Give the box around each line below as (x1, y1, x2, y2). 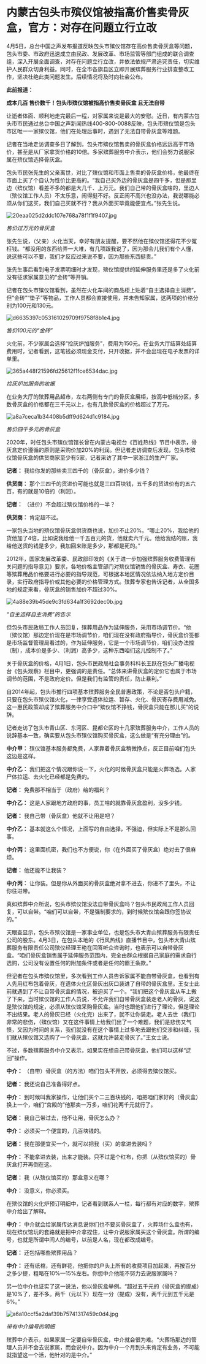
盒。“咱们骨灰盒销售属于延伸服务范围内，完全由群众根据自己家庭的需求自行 (6, 951, 197, 959)
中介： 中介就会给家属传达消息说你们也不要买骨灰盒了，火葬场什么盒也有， (6, 1221, 196, 1228)
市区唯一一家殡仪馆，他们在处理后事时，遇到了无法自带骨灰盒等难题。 (6, 127, 184, 135)
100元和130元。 (17, 302, 57, 309)
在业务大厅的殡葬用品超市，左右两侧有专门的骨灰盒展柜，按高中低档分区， (6, 393, 194, 400)
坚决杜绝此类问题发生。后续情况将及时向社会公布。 (17, 73, 146, 80)
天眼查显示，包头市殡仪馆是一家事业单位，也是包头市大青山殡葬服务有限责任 (6, 928, 200, 935)
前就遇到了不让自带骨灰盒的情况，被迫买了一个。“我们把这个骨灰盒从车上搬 (6, 988, 197, 995)
